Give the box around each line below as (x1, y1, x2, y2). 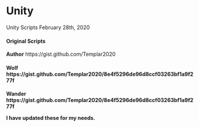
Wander (6, 90, 27, 97)
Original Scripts (6, 37, 46, 45)
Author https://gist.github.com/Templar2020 (6, 50, 116, 58)
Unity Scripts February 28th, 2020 (6, 24, 90, 31)
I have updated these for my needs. (6, 115, 96, 122)
